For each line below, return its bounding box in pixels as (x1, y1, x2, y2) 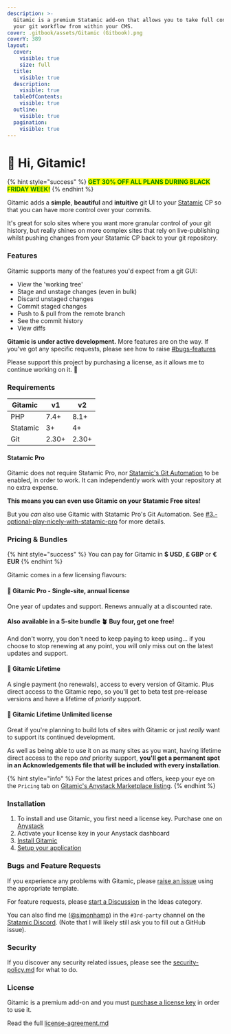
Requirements (7, 382, 56, 392)
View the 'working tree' (16, 280, 84, 288)
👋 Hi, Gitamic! (7, 155, 86, 171)
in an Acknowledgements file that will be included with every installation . (7, 761, 221, 769)
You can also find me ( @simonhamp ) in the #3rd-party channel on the (7, 911, 206, 919)
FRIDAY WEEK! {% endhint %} (7, 185, 94, 194)
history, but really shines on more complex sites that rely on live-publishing (7, 227, 220, 235)
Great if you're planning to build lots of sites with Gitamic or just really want (7, 726, 220, 734)
